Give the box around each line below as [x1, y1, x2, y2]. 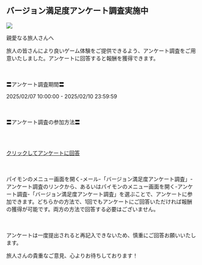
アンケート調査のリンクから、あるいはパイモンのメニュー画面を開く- [6, 183, 178, 190]
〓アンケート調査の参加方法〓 [6, 118, 80, 126]
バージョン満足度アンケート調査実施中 [6, 5, 149, 16]
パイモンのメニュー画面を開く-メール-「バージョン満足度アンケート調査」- [6, 175, 193, 182]
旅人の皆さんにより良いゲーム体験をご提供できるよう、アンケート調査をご [6, 47, 191, 54]
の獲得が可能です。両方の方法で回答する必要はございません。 [6, 205, 159, 212]
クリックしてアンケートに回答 [6, 149, 80, 156]
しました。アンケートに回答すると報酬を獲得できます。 [22, 54, 159, 62]
